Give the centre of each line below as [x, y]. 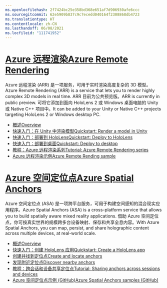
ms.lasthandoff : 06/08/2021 [34, 28]
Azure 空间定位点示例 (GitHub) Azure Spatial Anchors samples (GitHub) [85, 280]
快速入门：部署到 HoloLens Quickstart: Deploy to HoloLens [72, 137]
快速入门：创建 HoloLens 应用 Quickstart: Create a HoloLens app [79, 249]
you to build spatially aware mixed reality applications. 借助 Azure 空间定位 [82, 216]
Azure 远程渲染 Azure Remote [67, 59]
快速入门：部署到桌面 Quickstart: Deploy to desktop [65, 143]
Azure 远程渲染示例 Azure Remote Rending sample [64, 156]
